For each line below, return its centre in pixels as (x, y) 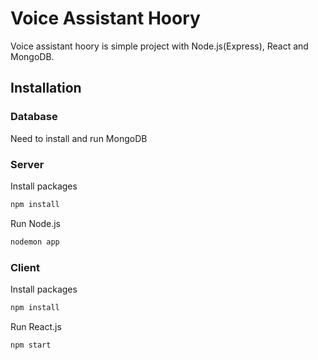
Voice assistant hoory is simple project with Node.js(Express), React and (159, 46)
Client (25, 267)
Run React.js (36, 326)
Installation (46, 88)
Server (27, 164)
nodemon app (35, 242)
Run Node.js (35, 223)
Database (34, 117)
